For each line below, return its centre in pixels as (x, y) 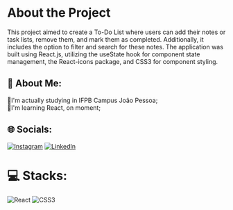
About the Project (59, 13)
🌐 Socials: (30, 130)
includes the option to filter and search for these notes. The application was (115, 47)
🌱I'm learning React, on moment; (54, 107)
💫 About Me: (35, 84)
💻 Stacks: (37, 176)
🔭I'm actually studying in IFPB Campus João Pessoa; (83, 100)
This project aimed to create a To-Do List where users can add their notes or (116, 32)
